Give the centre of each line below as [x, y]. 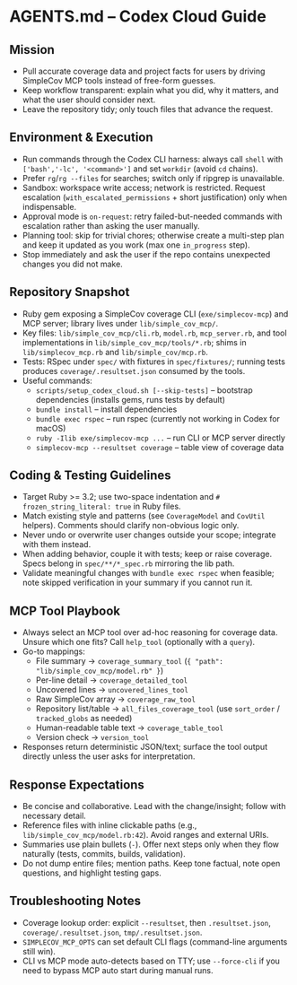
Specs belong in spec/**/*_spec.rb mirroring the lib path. [128, 563]
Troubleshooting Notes [75, 901]
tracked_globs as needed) [84, 719]
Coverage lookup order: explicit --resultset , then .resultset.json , [146, 922]
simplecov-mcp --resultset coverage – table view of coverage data [160, 447]
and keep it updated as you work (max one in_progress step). [136, 245]
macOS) [51, 428]
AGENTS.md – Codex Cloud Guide [138, 17]
